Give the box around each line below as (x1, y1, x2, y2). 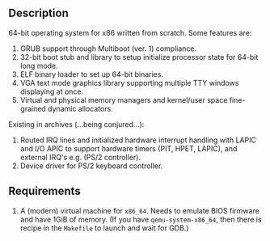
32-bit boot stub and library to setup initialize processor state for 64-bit (19, 52, 259, 61)
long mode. (19, 61, 58, 70)
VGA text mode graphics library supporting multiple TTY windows (19, 78, 239, 87)
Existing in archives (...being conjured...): (8, 119, 145, 129)
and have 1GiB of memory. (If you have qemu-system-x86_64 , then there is (19, 214, 262, 224)
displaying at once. (19, 87, 84, 96)
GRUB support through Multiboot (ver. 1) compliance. (19, 44, 197, 53)
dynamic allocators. (47, 104, 113, 113)
